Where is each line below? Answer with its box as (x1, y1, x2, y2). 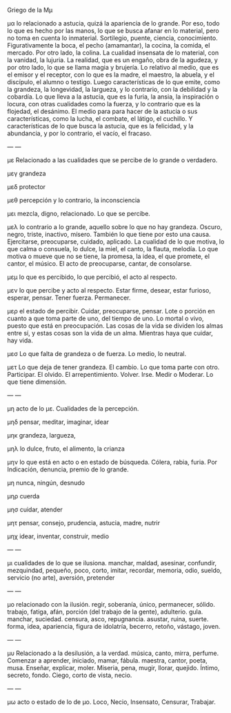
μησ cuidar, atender (7, 505, 63, 514)
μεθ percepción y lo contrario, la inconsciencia (7, 196, 140, 204)
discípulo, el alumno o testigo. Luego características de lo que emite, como (7, 78, 221, 86)
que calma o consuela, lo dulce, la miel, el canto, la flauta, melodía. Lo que (7, 245, 219, 253)
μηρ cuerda (7, 492, 40, 500)
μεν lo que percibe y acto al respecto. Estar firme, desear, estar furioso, (7, 286, 212, 294)
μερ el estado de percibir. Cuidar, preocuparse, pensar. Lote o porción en (7, 307, 215, 315)
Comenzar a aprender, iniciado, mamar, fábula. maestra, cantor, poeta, (7, 656, 208, 665)
